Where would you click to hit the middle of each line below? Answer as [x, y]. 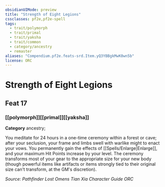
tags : [11, 24]
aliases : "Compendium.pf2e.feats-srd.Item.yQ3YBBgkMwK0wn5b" [70, 56]
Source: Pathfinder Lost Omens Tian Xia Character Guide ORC [69, 179]
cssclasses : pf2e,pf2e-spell [35, 19]
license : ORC [19, 61]
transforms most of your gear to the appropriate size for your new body [78, 159]
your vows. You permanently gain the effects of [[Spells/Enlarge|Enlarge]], [81, 148]
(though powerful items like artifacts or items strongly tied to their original [80, 164]
